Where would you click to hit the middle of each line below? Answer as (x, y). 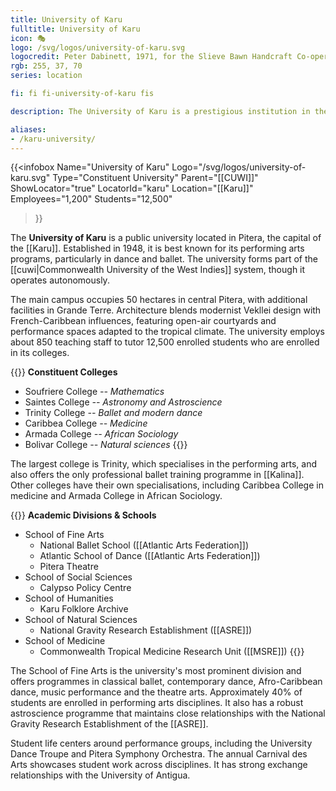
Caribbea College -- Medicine (86, 423)
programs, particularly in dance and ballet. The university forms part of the (164, 259)
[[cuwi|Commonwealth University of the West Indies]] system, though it (158, 270)
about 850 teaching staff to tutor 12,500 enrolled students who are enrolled (165, 342)
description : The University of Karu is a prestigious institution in (160, 111)
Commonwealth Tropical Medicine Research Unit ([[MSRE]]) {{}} (172, 652)
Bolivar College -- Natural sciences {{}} (106, 445)
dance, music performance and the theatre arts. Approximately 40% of (156, 692)
